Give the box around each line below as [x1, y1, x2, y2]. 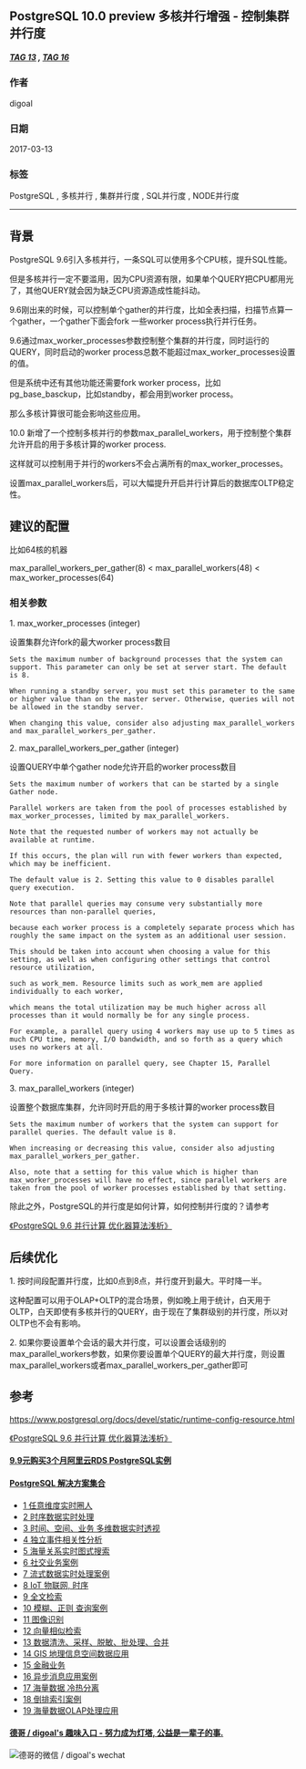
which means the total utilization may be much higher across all [9, 1003, 267, 1012]
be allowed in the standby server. [9, 703, 145, 712]
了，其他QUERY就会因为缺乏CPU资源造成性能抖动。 [9, 285, 206, 296]
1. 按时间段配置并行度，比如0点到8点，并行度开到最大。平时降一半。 [9, 1276, 267, 1287]
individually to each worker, [9, 988, 125, 997]
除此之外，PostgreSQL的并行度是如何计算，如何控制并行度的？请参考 [9, 1201, 270, 1212]
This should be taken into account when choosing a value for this [9, 947, 271, 957]
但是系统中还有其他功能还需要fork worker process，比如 [9, 378, 221, 388]
